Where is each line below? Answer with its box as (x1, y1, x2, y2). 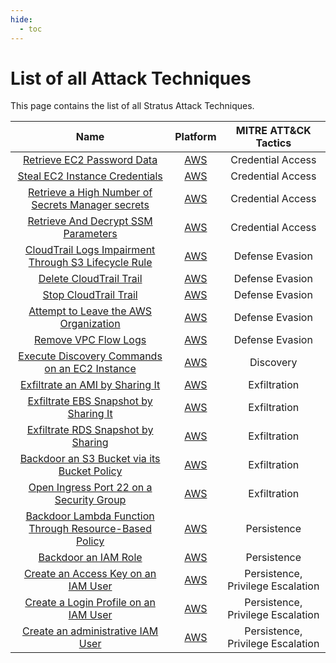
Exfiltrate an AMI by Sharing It (19, 378, 161, 392)
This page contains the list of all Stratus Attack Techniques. (10, 100, 255, 112)
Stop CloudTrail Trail (42, 288, 138, 302)
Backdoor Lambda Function (25, 509, 155, 523)
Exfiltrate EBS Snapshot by (27, 394, 153, 408)
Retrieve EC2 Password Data (23, 153, 158, 167)
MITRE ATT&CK (235, 124, 312, 138)
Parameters (63, 227, 118, 241)
